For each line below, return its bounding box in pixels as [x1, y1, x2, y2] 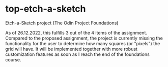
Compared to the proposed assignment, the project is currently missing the [5, 35, 163, 41]
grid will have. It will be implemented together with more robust [5, 46, 137, 52]
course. [5, 56, 21, 62]
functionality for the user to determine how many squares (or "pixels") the [5, 40, 160, 46]
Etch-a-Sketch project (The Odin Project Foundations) [5, 20, 119, 26]
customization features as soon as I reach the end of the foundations [5, 51, 150, 57]
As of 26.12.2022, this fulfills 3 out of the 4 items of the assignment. [5, 29, 148, 36]
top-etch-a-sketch [5, 3, 86, 15]
